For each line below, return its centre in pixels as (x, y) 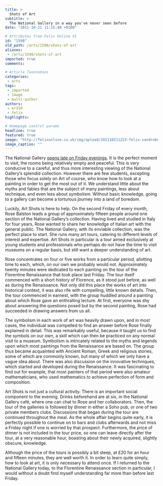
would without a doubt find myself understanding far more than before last (80, 473)
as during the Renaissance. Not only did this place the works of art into (76, 285)
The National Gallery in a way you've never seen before (68, 23)
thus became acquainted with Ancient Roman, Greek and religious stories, (79, 351)
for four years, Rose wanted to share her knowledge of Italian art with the (78, 224)
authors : (14, 104)
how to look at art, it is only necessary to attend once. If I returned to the (77, 463)
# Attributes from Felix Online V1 (41, 36)
